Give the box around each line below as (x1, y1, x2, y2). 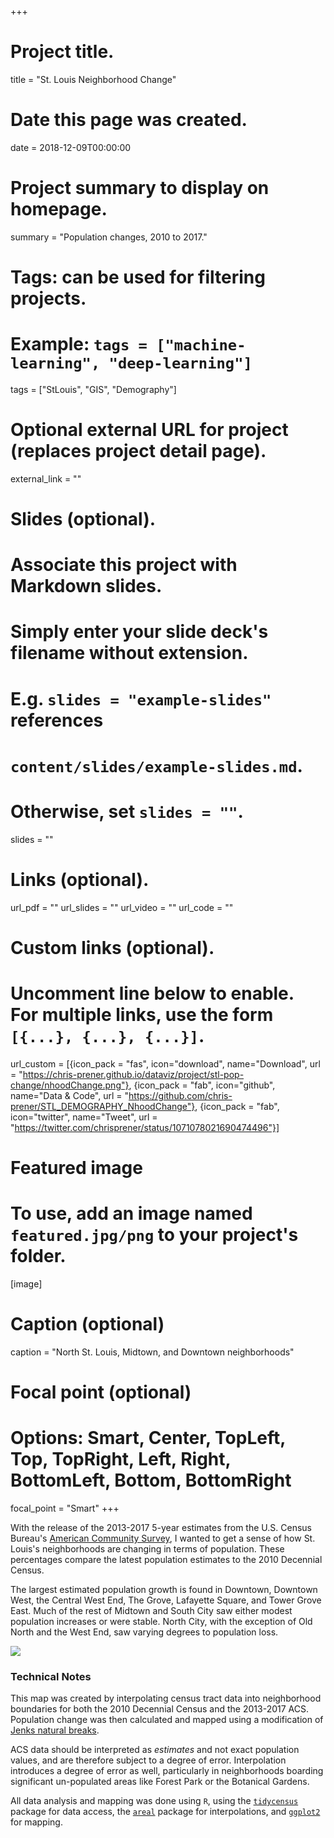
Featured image (10, 1157, 143, 1179)
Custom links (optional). (10, 936, 215, 959)
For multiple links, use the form (10, 1004, 274, 1026)
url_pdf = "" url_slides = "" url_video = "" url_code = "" (10, 901, 234, 913)
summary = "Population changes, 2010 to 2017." (10, 231, 208, 243)
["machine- (156, 336, 247, 355)
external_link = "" (10, 472, 82, 485)
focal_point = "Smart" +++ (10, 1502, 120, 1514)
